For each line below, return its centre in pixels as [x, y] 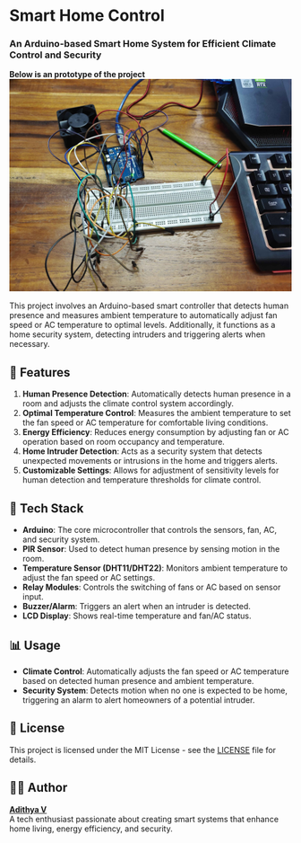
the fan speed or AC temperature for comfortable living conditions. [145, 422]
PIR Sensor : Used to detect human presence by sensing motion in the [151, 549]
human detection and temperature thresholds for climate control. [142, 480]
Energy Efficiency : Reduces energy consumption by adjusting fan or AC [155, 432]
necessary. [30, 344]
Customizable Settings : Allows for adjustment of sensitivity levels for [150, 470]
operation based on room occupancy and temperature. [124, 442]
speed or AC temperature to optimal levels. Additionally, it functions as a [142, 325]
